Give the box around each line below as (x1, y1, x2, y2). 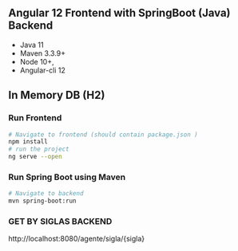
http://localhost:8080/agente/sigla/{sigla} (8, 234, 145, 244)
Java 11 (19, 40, 44, 49)
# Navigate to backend (8, 190, 84, 198)
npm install (8, 138, 48, 146)
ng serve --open (8, 153, 62, 161)
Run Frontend (8, 112, 62, 124)
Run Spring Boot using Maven (8, 171, 126, 182)
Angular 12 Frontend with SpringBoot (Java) (8, 6, 231, 20)
